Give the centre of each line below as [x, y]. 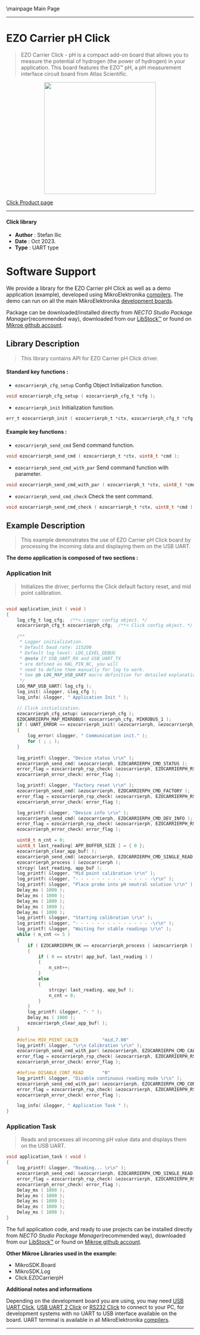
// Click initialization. [49, 708]
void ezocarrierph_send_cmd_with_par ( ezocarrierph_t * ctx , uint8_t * [97, 485]
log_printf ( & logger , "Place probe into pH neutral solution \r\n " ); [106, 885]
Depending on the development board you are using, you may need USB [95, 1300]
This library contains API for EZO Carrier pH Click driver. [90, 358]
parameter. [28, 474]
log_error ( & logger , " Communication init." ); [87, 736]
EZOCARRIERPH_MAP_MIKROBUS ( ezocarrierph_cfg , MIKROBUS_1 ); [94, 719]
